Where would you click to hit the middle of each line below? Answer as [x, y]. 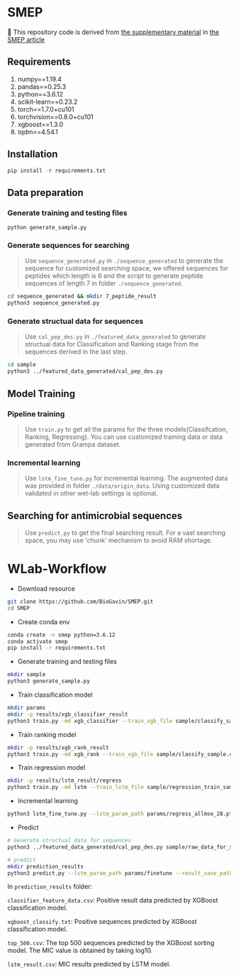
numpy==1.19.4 [40, 79]
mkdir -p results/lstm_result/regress [64, 781]
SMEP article [26, 39]
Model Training [41, 394]
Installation [33, 154]
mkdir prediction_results [45, 866]
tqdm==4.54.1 [38, 131]
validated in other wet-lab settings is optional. [91, 494]
